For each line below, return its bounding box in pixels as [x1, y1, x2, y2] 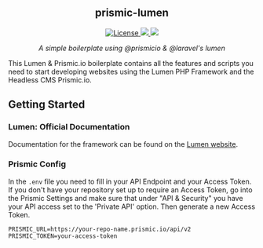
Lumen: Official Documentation [8, 122, 130, 133]
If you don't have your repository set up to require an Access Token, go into [8, 184, 253, 195]
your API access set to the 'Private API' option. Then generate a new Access [8, 202, 256, 211]
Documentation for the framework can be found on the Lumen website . [8, 139, 238, 148]
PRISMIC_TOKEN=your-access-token [8, 232, 118, 240]
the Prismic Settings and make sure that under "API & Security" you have [8, 193, 243, 202]
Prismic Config [8, 159, 67, 170]
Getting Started [8, 98, 86, 111]
